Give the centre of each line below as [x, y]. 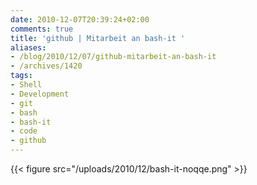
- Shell [26, 85]
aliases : [28, 47]
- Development [40, 94]
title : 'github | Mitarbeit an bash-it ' [98, 38]
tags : [21, 76]
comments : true [42, 29]
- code [24, 131]
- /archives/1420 [46, 66]
